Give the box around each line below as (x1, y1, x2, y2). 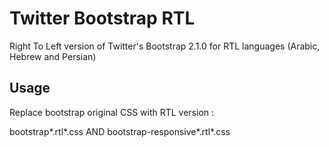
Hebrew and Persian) (9, 50, 97, 62)
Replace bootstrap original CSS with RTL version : (9, 106, 215, 118)
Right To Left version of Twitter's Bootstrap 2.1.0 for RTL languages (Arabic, (9, 40, 321, 52)
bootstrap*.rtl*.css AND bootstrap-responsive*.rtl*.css (9, 125, 231, 137)
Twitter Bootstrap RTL (9, 7, 196, 30)
